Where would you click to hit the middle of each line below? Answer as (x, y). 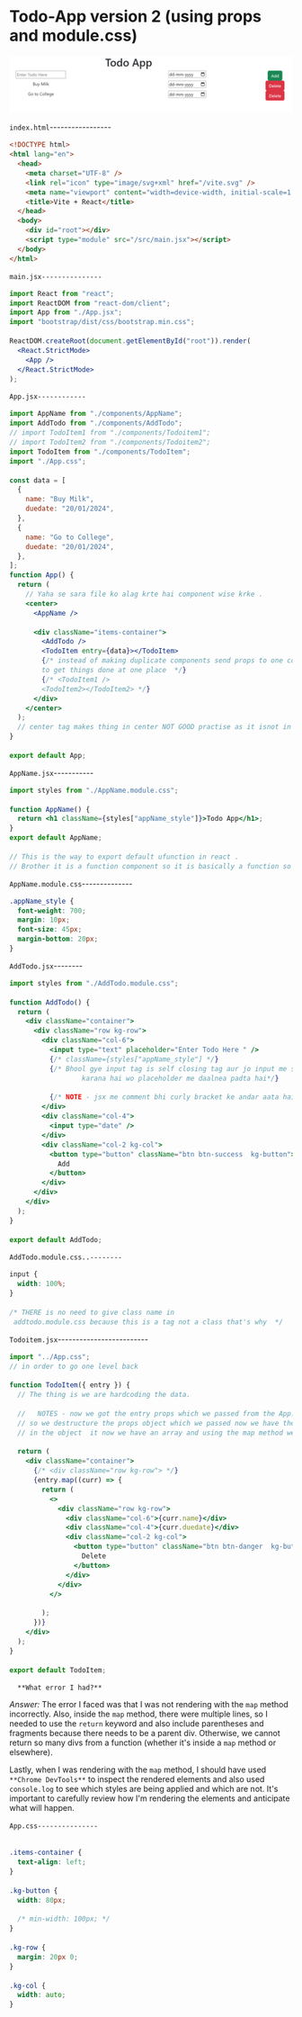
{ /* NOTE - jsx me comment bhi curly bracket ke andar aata (164, 1097)
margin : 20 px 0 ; (48, 1957)
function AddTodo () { (50, 1002)
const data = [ (38, 480)
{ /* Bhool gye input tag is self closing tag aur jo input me (168, 1068)
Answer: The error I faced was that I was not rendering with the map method (149, 1705)
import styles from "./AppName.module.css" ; (94, 790)
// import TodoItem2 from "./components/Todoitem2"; (110, 443)
